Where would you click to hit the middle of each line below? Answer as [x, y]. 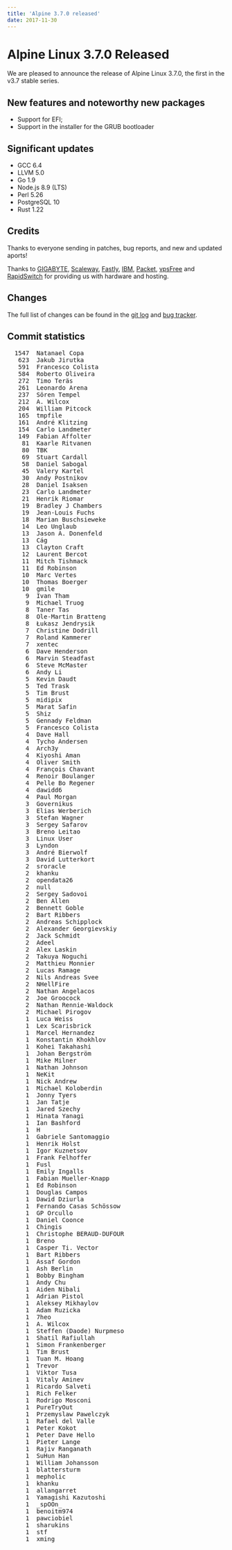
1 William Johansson [62, 1463]
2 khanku [42, 873]
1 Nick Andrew [51, 1081]
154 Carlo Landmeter [55, 429]
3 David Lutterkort [60, 859]
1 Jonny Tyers [51, 1095]
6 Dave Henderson [56, 651]
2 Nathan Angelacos [60, 991]
